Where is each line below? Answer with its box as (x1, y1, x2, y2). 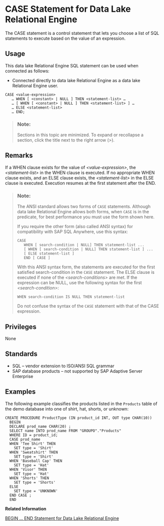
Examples (5, 387, 36, 396)
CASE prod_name (9, 437, 41, 442)
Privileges (5, 322, 37, 331)
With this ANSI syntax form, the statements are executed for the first (17, 264, 155, 270)
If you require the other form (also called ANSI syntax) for (17, 224, 133, 230)
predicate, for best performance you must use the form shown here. (17, 214, 155, 220)
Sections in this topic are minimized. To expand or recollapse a (17, 132, 143, 138)
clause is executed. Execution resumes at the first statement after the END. (5, 180, 156, 186)
